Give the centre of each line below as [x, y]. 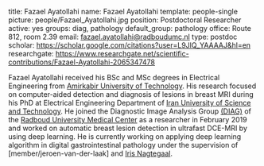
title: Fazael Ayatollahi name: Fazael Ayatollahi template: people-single [123, 12]
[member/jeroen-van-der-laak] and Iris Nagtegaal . [91, 153]
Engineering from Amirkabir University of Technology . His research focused [132, 86]
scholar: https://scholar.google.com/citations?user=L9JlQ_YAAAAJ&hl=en [130, 45]
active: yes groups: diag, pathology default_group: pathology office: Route [130, 28]
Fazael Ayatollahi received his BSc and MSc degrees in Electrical [114, 77]
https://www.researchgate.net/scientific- [122, 54]
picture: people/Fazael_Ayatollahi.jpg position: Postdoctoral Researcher [125, 20]
